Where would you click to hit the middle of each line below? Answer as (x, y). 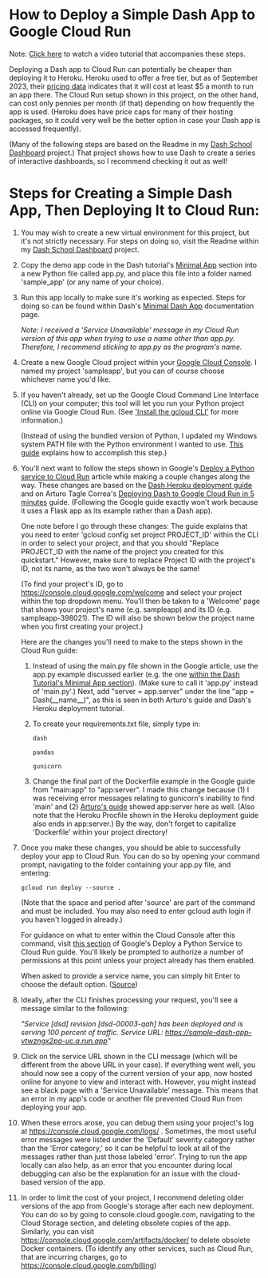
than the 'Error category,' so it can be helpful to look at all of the (125, 1148)
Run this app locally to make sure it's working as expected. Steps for (133, 297)
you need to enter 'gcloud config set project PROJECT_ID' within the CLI (139, 534)
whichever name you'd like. (65, 379)
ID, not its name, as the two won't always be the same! (110, 568)
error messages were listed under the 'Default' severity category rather (138, 1139)
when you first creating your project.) (82, 626)
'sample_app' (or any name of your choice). (92, 282)
